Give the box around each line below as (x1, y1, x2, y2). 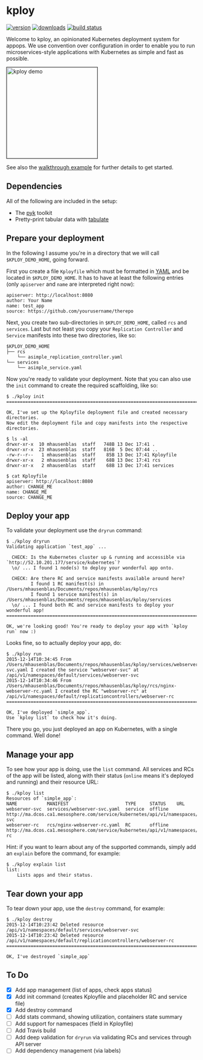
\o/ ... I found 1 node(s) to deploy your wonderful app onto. (11, 565, 174, 571)
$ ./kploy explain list (6, 862, 66, 868)
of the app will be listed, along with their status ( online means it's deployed (6, 772, 194, 780)
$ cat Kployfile (6, 473, 47, 479)
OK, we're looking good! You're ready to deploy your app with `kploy (6, 623, 188, 630)
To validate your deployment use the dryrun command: (6, 527, 143, 534)
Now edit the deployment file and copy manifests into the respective (6, 420, 188, 426)
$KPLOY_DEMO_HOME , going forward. (6, 255, 89, 263)
